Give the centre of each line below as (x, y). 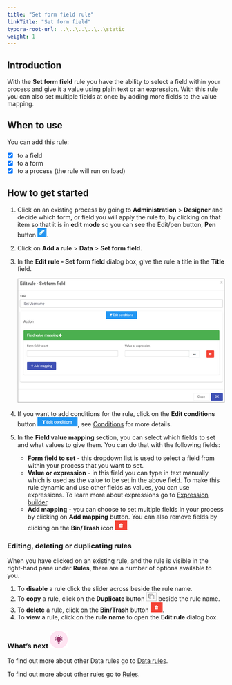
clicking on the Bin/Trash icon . (78, 528)
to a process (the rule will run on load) (71, 171)
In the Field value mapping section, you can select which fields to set (116, 437)
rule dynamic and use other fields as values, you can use (108, 487)
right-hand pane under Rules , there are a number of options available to (109, 568)
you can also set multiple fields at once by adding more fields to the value (112, 97)
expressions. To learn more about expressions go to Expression (118, 495)
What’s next (28, 646)
